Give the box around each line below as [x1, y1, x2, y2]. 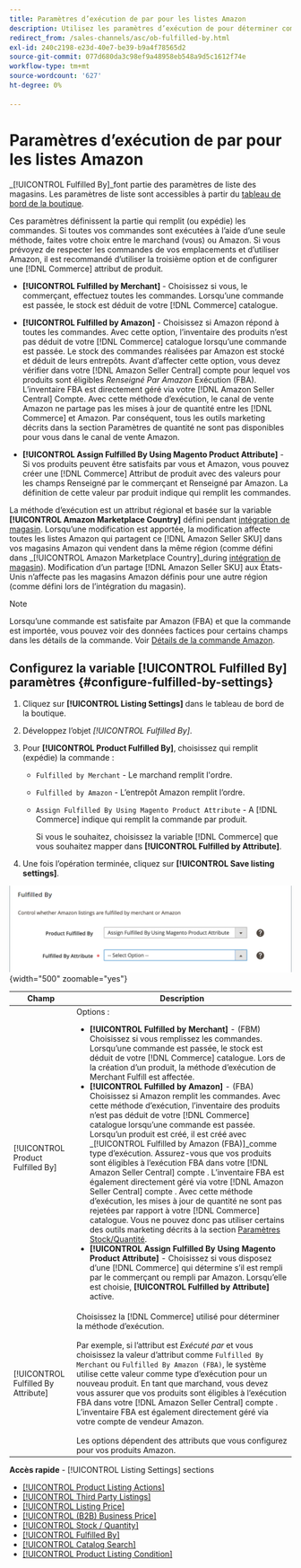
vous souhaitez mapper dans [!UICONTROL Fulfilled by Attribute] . [35, 841, 282, 852]
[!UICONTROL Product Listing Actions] [21, 1482, 166, 1493]
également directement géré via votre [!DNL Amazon [89, 1176, 284, 1187]
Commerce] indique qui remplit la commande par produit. [35, 814, 248, 825]
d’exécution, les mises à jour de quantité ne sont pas [89, 1195, 282, 1206]
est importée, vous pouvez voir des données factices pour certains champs [9, 625, 288, 636]
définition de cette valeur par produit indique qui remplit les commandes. [21, 487, 291, 498]
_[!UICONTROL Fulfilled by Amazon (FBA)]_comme [89, 1138, 278, 1149]
